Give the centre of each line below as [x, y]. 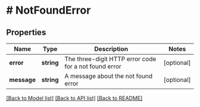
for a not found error [93, 66]
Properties [26, 32]
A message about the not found [109, 76]
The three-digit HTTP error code [110, 59]
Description [111, 49]
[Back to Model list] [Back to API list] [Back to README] [74, 98]
